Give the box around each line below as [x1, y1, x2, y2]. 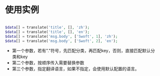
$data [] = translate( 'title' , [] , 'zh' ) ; [5, 25, 90, 30]
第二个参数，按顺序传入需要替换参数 [12, 60, 85, 66]
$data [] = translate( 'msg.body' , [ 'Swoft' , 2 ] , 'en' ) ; [5, 38, 118, 44]
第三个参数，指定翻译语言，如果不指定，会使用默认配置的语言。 [12, 66, 139, 72]
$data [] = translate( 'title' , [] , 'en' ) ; [5, 30, 90, 34]
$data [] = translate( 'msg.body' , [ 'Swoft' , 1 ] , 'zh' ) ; [5, 34, 118, 39]
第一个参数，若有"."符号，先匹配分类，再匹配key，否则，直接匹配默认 [12, 48, 151, 54]
